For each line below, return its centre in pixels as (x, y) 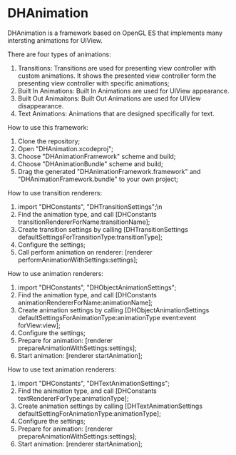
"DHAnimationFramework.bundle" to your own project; (98, 179)
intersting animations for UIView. (55, 40)
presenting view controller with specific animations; (93, 83)
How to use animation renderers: (55, 273)
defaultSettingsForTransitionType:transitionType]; (90, 237)
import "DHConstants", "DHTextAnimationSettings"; (93, 383)
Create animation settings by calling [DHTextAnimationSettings (110, 406)
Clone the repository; (49, 141)
